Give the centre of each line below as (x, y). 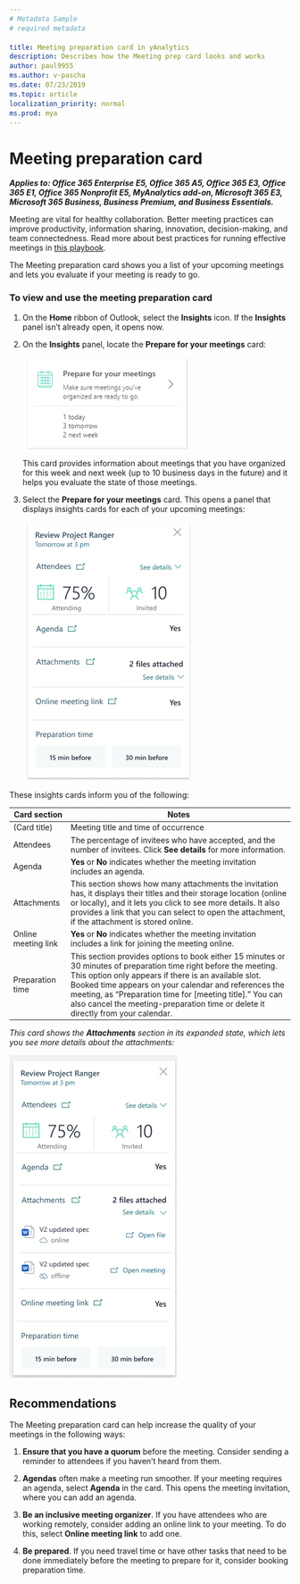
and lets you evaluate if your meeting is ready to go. (105, 275)
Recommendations (63, 1403)
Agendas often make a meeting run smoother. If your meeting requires (152, 1478)
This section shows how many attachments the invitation (174, 884)
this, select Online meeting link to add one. (102, 1533)
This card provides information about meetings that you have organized (154, 463)
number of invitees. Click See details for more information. (178, 850)
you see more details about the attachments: (92, 1043)
